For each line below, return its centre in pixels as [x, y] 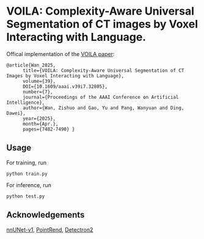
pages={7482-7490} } [49, 129]
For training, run [27, 162]
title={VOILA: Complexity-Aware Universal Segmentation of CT [103, 70]
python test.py [26, 196]
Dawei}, [16, 113]
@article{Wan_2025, [31, 65]
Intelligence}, [26, 102]
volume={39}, [39, 81]
